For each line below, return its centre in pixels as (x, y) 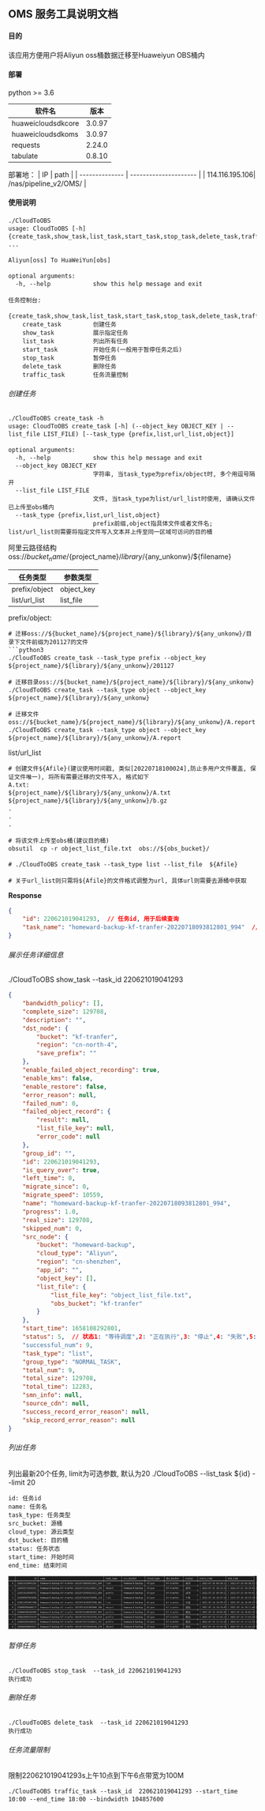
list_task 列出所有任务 (75, 341)
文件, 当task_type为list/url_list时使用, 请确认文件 (174, 499)
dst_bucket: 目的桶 (38, 1540)
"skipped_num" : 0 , (52, 1228)
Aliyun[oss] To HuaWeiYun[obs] (60, 260)
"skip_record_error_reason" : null (79, 1420)
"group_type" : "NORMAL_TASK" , (72, 1362)
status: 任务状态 (34, 1549)
